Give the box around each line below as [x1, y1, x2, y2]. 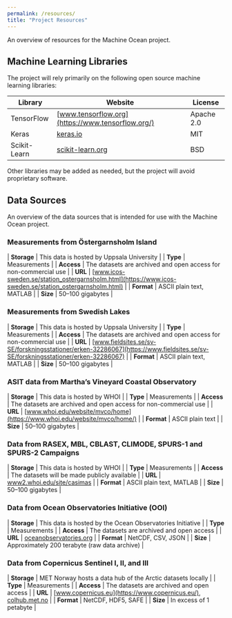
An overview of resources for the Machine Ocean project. [7, 35, 171, 44]
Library [18, 98, 43, 107]
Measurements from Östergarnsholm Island [7, 237, 157, 247]
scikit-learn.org [56, 145, 108, 154]
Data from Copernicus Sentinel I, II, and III [7, 558, 149, 567]
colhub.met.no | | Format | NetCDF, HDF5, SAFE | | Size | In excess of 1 [7, 596, 209, 604]
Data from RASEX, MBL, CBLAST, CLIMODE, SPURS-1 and [7, 439, 203, 448]
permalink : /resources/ [7, 10, 76, 17]
